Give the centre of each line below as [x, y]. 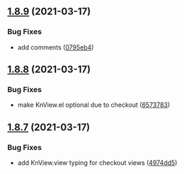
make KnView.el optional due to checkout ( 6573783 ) [94, 105]
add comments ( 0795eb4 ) [56, 47]
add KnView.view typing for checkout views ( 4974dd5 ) [97, 163]
